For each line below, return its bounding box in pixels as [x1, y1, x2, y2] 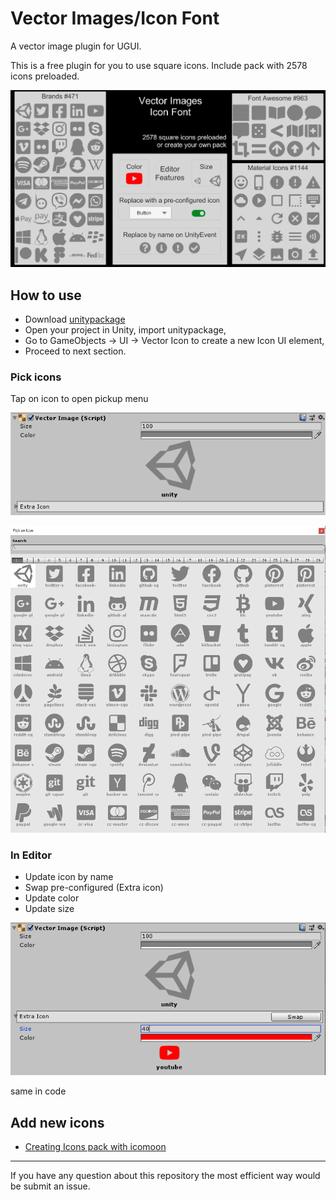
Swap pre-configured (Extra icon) [24, 882, 164, 894]
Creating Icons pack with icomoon [24, 1141, 167, 1153]
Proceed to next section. [24, 345, 127, 357]
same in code [10, 1085, 67, 1097]
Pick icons [10, 370, 62, 384]
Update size [24, 903, 75, 915]
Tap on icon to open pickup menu [10, 393, 149, 405]
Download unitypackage [24, 313, 126, 326]
